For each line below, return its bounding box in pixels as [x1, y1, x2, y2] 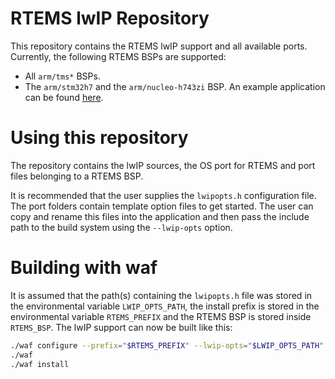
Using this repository [10, 127, 189, 149]
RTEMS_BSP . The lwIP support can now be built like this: [10, 321, 233, 333]
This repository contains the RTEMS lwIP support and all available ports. [10, 40, 308, 52]
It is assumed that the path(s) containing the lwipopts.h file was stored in [10, 289, 313, 301]
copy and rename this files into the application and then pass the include [10, 210, 310, 222]
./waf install [10, 359, 70, 369]
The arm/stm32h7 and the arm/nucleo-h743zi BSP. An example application [24, 80, 326, 92]
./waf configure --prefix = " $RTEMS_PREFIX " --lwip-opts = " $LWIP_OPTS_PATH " [10, 340, 325, 351]
